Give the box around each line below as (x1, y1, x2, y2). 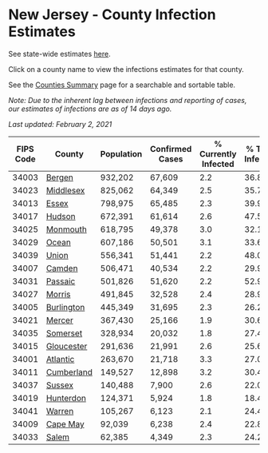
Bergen (45, 172, 74, 183)
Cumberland (45, 366, 93, 377)
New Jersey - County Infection (8, 6, 217, 24)
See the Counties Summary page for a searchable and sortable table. (8, 80, 236, 89)
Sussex (45, 379, 74, 391)
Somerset (45, 328, 83, 339)
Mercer (45, 314, 73, 325)
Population (100, 148, 143, 159)
